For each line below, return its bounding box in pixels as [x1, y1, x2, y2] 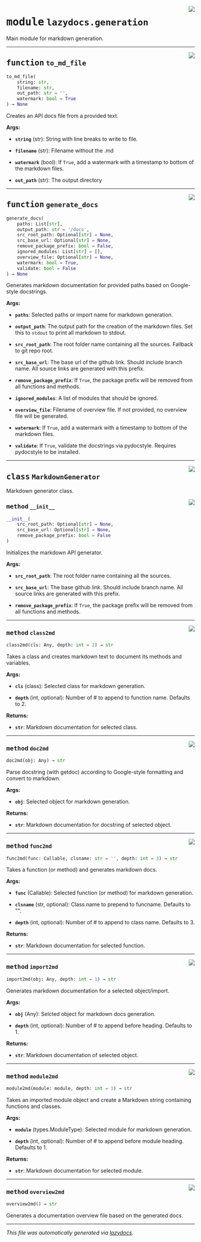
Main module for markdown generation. [6, 35, 103, 42]
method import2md [6, 963, 59, 971]
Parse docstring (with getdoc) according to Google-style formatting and [6, 769, 184, 776]
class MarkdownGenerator [6, 471, 100, 482]
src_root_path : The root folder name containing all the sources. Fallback [14, 341, 193, 348]
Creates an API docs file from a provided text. [6, 112, 118, 119]
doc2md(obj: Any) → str [6, 757, 66, 764]
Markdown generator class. [6, 488, 74, 495]
